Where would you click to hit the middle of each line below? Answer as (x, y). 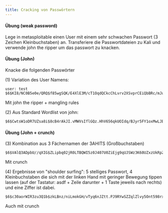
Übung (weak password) (31, 26)
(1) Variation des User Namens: (37, 80)
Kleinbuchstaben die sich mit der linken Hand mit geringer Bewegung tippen (84, 177)
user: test (16, 89)
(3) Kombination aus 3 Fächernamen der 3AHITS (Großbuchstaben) (75, 143)
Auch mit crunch (22, 206)
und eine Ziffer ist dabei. (30, 187)
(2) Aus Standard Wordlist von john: (42, 112)
